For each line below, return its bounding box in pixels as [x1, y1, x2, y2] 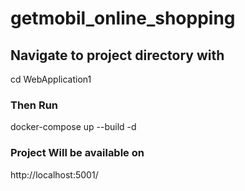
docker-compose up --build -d [10, 121, 137, 133]
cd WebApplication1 [10, 73, 92, 85]
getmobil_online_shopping [10, 7, 236, 30]
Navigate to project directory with [10, 47, 225, 64]
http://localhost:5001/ [10, 168, 99, 181]
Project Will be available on [10, 146, 145, 160]
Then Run [10, 98, 59, 112]
